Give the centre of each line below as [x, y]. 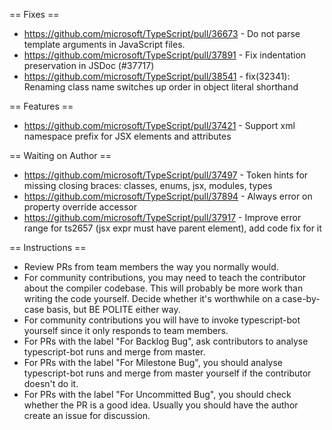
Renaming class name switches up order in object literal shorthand [161, 87]
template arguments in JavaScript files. [104, 44]
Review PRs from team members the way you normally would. [151, 267]
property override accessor [80, 207]
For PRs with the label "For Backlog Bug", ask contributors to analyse [166, 341]
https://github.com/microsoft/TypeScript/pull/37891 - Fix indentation [165, 55]
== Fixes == [34, 14]
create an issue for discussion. [87, 415]
